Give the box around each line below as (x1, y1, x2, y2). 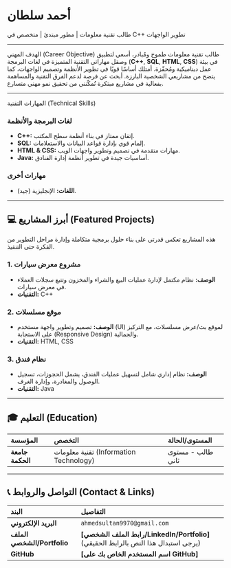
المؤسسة (10, 435, 38, 445)
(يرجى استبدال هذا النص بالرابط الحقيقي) (80, 538, 201, 547)
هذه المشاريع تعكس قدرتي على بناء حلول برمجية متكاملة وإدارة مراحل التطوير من (7, 235, 216, 244)
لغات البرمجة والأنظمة (7, 116, 72, 126)
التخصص (54, 435, 79, 445)
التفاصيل (80, 506, 107, 516)
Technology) (54, 456, 95, 466)
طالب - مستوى (167, 447, 214, 457)
